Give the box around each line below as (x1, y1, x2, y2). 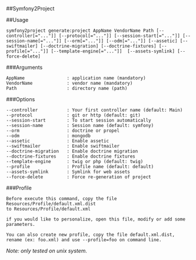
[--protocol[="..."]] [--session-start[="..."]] (58, 33, 181, 39)
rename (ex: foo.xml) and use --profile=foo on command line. (6, 237, 162, 243)
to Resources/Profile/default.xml (6, 206, 91, 212)
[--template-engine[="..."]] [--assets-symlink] (51, 48, 175, 54)
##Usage (6, 16, 29, 23)
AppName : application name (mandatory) (6, 75, 146, 81)
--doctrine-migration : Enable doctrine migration (6, 148, 138, 154)
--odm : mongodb (6, 133, 91, 139)
